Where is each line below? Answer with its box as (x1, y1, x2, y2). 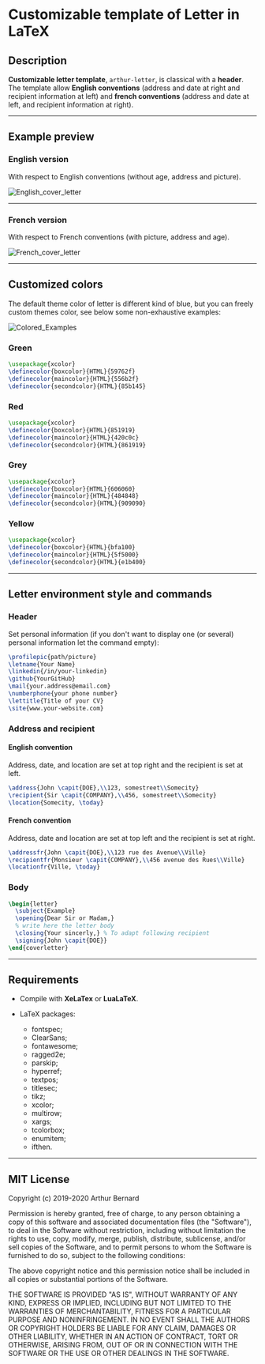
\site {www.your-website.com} (8, 704, 104, 712)
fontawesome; (31, 1042, 79, 1051)
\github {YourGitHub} (8, 675, 77, 683)
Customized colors (8, 278, 104, 292)
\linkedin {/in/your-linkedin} (8, 668, 108, 676)
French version (8, 214, 67, 225)
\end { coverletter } (8, 944, 69, 951)
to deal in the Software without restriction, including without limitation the (8, 1226, 246, 1235)
